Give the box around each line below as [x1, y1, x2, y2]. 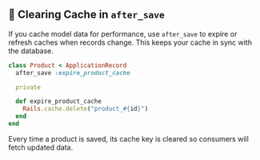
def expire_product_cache [15, 97, 102, 106]
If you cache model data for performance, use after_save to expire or [8, 29, 238, 38]
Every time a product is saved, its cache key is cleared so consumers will [8, 134, 250, 143]
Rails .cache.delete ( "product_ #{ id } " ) [22, 105, 149, 113]
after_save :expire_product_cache [15, 68, 130, 76]
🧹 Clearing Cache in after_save [8, 8, 166, 21]
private [15, 83, 42, 92]
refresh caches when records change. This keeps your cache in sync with [8, 37, 252, 47]
